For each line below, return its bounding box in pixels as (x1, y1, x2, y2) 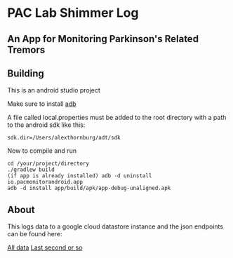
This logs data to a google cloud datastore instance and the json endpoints (7, 222, 223, 231)
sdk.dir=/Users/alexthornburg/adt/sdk (7, 135, 121, 142)
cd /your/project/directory (7, 160, 90, 168)
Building (7, 67, 44, 79)
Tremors (7, 43, 46, 55)
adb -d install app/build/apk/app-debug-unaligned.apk (7, 184, 171, 192)
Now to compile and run (7, 147, 77, 155)
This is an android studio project (7, 86, 100, 95)
